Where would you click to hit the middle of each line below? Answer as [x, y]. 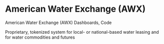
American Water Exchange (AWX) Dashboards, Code [58, 22]
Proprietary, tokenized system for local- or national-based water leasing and [82, 32]
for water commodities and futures [40, 37]
